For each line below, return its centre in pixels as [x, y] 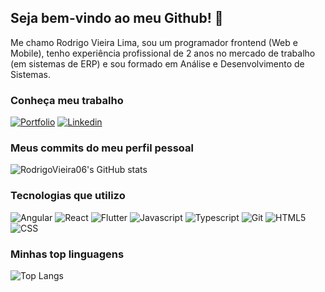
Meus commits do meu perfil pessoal [102, 148]
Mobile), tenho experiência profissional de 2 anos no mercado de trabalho [163, 53]
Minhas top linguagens [67, 254]
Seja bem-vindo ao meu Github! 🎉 [117, 18]
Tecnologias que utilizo [68, 196]
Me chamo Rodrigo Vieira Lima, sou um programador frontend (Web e [154, 42]
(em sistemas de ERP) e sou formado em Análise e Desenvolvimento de [157, 63]
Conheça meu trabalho [67, 100]
